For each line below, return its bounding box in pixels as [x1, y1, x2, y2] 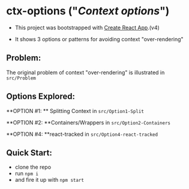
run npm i [14, 170, 39, 177]
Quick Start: [6, 148, 52, 158]
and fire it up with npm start [14, 176, 84, 184]
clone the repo [14, 163, 52, 171]
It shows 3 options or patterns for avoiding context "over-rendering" [14, 35, 184, 42]
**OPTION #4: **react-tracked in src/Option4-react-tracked [6, 130, 158, 138]
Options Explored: [6, 92, 76, 102]
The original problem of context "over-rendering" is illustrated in [6, 69, 165, 76]
